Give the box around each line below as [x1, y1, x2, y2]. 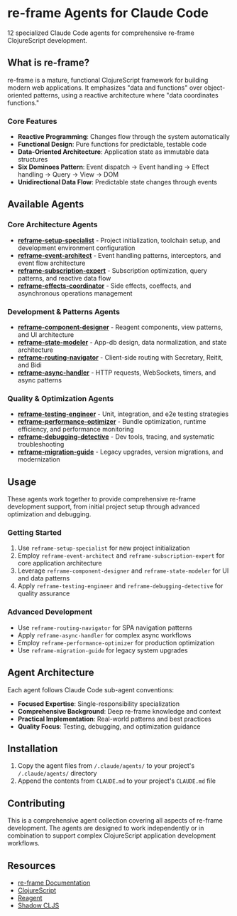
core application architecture [17, 559, 102, 568]
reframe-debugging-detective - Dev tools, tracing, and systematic [17, 432, 215, 441]
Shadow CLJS [17, 901, 60, 910]
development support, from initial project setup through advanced [7, 502, 200, 511]
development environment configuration [17, 244, 136, 252]
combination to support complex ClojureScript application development [7, 831, 216, 840]
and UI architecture [17, 331, 75, 339]
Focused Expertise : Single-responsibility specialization [17, 699, 180, 708]
